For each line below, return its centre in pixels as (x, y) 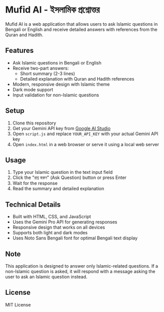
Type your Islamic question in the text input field (62, 172)
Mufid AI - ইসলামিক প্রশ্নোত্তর (52, 10)
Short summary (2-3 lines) (47, 73)
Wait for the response (35, 183)
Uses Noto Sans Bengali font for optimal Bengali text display (75, 238)
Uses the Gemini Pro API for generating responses (65, 222)
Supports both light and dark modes (50, 233)
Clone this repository (34, 123)
